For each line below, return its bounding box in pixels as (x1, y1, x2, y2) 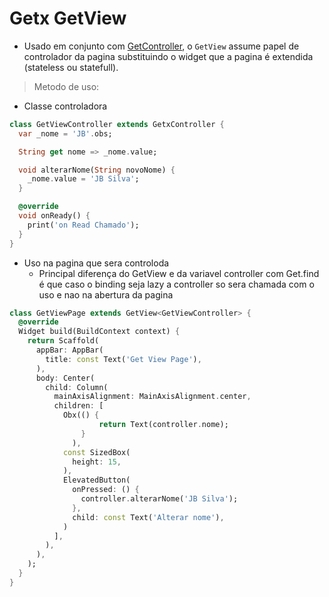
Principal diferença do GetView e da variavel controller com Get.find (38, 267, 320, 279)
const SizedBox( (62, 447, 131, 457)
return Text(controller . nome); (98, 420, 229, 430)
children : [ (53, 401, 104, 411)
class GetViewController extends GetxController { (9, 119, 225, 129)
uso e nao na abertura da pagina (38, 288, 174, 301)
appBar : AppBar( (35, 345, 104, 356)
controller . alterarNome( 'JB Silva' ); (80, 494, 239, 504)
